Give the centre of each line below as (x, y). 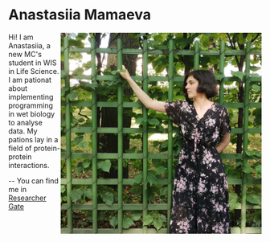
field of (20, 148)
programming (31, 105)
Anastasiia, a (29, 45)
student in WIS (33, 63)
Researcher (27, 198)
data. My (23, 131)
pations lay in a (33, 139)
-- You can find (33, 180)
